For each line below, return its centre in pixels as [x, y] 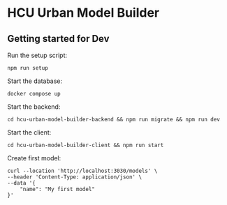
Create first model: [34, 158]
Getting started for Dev [58, 39]
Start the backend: [34, 107]
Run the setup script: [37, 55]
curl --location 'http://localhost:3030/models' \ [82, 171]
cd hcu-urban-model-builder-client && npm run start [86, 145]
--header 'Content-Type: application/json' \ [74, 177]
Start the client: [29, 132]
